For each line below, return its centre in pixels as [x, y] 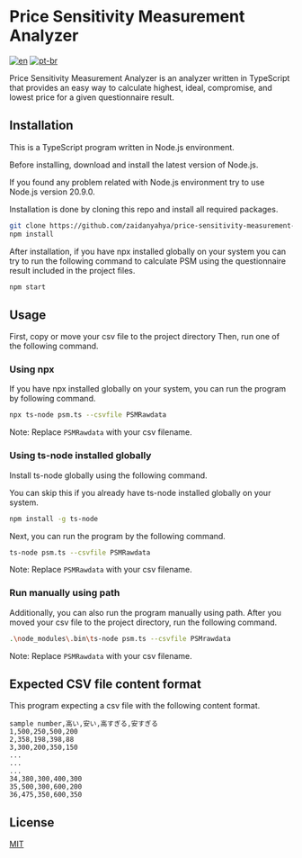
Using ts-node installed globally [80, 456]
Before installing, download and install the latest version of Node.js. [134, 165]
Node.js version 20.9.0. [53, 192]
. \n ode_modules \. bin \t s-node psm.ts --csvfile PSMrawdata [120, 638]
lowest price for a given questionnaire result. [92, 97]
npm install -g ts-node [54, 519]
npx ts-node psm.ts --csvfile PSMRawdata [88, 415]
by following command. [53, 399]
